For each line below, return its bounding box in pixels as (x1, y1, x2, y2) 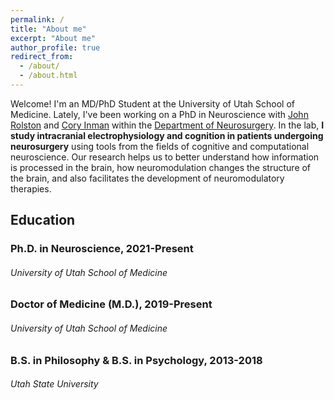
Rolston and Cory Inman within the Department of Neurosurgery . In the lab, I (10, 119, 325, 131)
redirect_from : (10, 52, 74, 62)
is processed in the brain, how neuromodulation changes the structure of (10, 161, 312, 173)
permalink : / (10, 14, 65, 25)
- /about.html (19, 71, 78, 81)
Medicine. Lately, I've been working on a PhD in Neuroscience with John (10, 108, 309, 120)
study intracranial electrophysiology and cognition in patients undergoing (10, 129, 324, 141)
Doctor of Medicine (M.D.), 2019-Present (10, 297, 213, 311)
